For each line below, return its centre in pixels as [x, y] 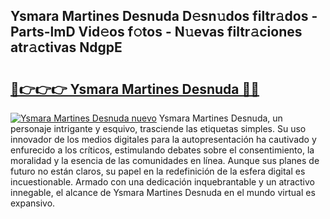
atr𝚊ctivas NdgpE [66, 47]
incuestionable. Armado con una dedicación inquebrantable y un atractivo [162, 182]
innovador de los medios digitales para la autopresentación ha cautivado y [163, 139]
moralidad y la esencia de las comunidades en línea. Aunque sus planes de [165, 160]
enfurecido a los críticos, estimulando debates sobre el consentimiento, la [162, 150]
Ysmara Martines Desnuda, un [220, 118]
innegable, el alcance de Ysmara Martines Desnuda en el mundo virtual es [163, 192]
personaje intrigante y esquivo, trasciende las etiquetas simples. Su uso [158, 128]
